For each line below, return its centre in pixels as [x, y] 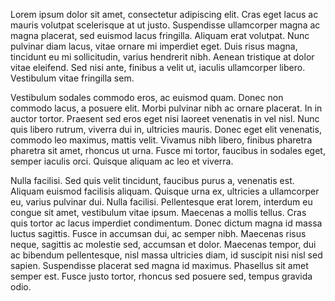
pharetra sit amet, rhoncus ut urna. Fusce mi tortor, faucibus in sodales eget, [168, 150]
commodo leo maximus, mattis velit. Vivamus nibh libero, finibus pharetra [161, 140]
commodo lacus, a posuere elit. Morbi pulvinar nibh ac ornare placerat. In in [166, 108]
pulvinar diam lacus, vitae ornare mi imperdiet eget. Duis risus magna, [154, 46]
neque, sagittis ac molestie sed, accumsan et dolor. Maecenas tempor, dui [163, 244]
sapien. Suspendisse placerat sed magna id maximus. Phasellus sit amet [159, 265]
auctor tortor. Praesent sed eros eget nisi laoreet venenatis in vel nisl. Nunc [165, 118]
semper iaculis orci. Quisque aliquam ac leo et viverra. [122, 161]
